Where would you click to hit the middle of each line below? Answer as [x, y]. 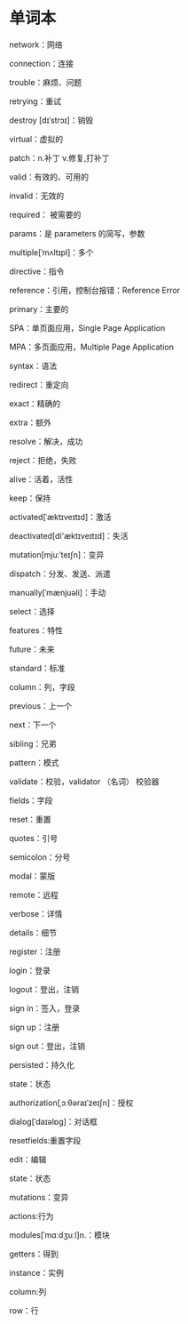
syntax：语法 [33, 365]
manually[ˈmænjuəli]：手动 [58, 592]
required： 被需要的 [45, 214]
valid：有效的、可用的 [49, 177]
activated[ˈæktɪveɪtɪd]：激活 [60, 517]
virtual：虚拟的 [36, 139]
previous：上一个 [41, 706]
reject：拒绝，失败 [43, 460]
